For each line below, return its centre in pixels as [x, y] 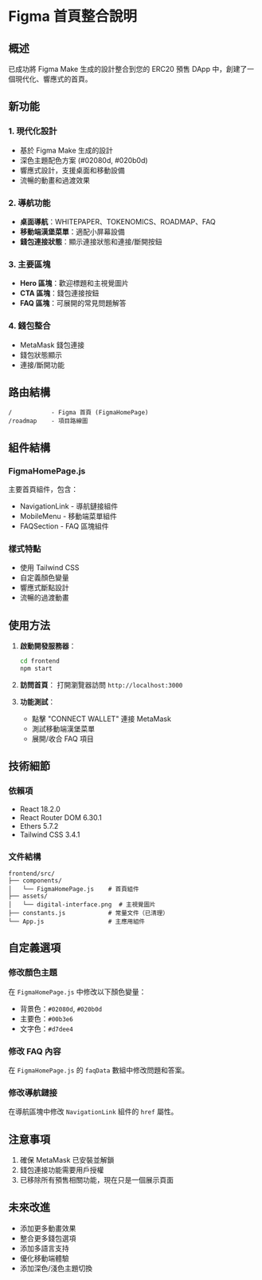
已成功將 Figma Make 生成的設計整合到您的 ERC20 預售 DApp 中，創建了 [128, 69]
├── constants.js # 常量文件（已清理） [88, 913]
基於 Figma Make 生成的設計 [66, 150]
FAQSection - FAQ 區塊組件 [64, 526]
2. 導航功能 [29, 203]
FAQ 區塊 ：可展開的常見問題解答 [73, 303]
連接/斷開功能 [42, 365]
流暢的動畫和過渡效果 [55, 180]
